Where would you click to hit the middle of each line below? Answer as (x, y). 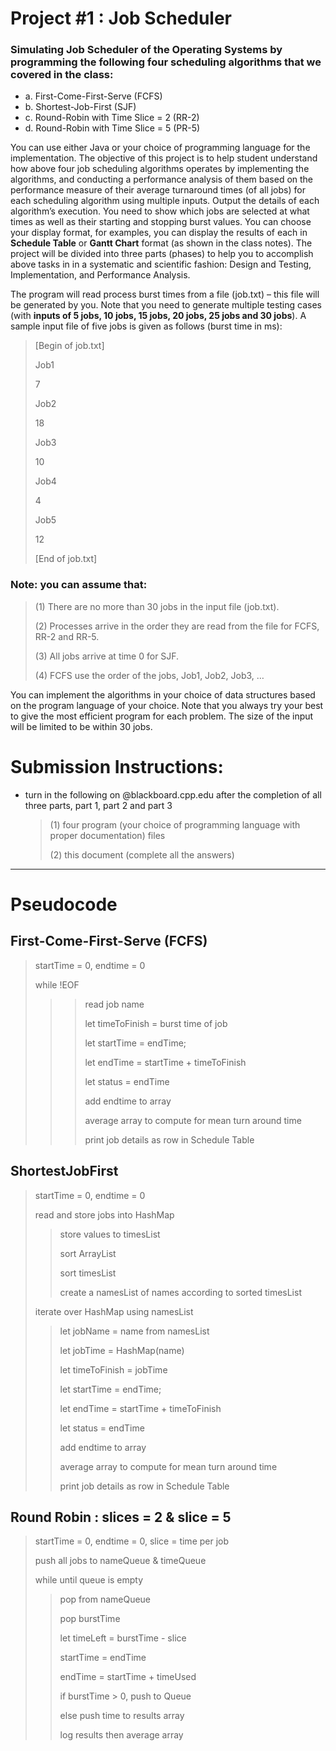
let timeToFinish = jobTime (113, 1369)
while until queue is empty (89, 1580)
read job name (114, 1004)
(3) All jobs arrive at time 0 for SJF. (107, 656)
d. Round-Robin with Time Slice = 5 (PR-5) (112, 128)
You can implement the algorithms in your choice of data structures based (163, 694)
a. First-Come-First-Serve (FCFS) (93, 96)
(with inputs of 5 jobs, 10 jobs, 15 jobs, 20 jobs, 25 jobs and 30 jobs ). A (158, 316)
